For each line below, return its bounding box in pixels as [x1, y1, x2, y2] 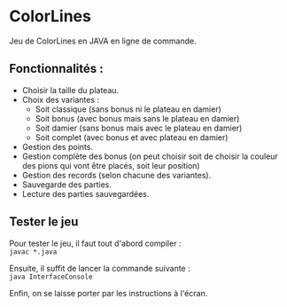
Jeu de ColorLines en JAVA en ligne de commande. [9, 35, 197, 46]
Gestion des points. [21, 141, 93, 152]
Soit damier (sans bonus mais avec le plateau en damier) [35, 122, 243, 133]
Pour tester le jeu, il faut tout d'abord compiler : [9, 238, 182, 248]
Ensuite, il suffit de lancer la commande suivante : [9, 263, 190, 273]
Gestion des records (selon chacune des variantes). [21, 169, 212, 180]
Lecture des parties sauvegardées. [21, 188, 150, 199]
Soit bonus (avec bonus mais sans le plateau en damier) [35, 113, 240, 123]
